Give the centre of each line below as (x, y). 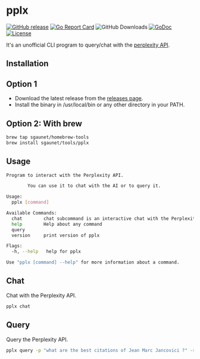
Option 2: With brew (44, 123)
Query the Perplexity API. (37, 339)
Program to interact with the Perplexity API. (65, 175)
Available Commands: (32, 213)
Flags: (14, 246)
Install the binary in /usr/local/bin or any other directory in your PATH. (100, 105)
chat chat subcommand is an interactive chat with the (90, 219)
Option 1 (22, 84)
